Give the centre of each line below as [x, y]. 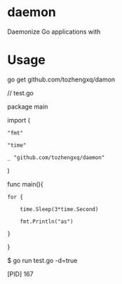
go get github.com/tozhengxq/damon [61, 79]
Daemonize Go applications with [54, 32]
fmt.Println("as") [47, 222]
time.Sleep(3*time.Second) [59, 209]
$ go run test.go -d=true [42, 260]
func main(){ [25, 184]
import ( [19, 120]
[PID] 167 [20, 273]
